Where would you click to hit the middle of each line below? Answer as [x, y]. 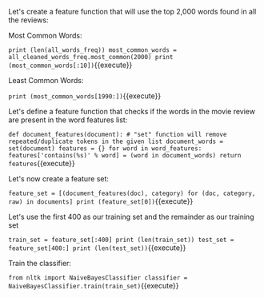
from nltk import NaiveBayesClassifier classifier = [98, 278]
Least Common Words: [46, 80]
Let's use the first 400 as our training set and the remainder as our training [131, 217]
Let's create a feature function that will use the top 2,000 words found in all [132, 12]
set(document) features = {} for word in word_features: [105, 149]
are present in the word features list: [68, 120]
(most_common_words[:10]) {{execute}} [70, 65]
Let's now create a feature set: [59, 179]
